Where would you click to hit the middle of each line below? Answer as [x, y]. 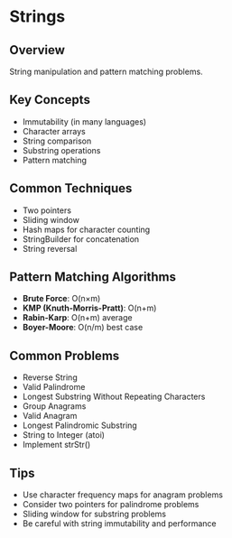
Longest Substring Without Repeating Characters [114, 397]
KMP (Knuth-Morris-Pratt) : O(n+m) [89, 308]
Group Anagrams [54, 406]
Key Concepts [50, 100]
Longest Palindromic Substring [79, 425]
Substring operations [61, 150]
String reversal [50, 248]
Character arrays [54, 131]
